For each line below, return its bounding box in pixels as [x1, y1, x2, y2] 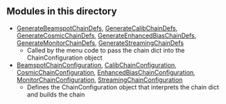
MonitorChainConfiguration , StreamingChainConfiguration [16, 76, 183, 84]
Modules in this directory [6, 6, 117, 17]
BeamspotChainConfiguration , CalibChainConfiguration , [16, 60, 177, 69]
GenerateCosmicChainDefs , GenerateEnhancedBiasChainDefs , [16, 31, 197, 40]
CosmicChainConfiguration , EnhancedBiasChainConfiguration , [16, 68, 195, 76]
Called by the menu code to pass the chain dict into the [26, 46, 185, 54]
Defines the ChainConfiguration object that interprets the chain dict [26, 83, 220, 91]
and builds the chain [26, 90, 85, 98]
